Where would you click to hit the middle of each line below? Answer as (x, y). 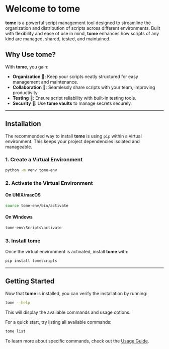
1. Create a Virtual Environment (44, 160)
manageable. (19, 147)
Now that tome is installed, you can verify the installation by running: (76, 293)
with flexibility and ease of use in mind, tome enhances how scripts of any (82, 33)
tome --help (18, 303)
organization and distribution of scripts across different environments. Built (83, 28)
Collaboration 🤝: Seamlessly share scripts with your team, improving (84, 87)
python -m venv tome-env (31, 170)
